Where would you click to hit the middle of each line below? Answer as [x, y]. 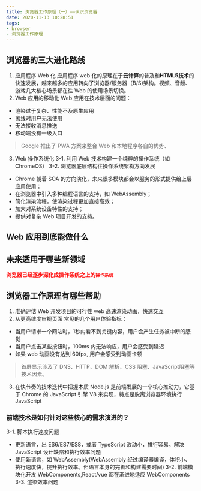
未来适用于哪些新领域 [46, 259]
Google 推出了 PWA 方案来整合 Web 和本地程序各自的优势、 [95, 146]
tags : [13, 23]
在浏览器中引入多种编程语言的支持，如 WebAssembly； [83, 194]
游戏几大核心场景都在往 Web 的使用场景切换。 [72, 90]
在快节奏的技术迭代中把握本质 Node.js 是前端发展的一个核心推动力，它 [102, 387]
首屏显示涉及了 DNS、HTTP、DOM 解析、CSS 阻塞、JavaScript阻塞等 [108, 366]
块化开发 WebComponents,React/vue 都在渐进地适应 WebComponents [102, 475]
